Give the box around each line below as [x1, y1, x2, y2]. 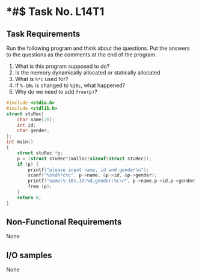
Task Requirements [6, 29, 81, 39]
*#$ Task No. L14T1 [6, 5, 105, 19]
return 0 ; [17, 195, 42, 201]
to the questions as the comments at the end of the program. [6, 51, 158, 58]
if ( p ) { [17, 161, 39, 167]
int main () [6, 139, 34, 145]
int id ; [17, 122, 36, 128]
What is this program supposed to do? [14, 62, 110, 70]
